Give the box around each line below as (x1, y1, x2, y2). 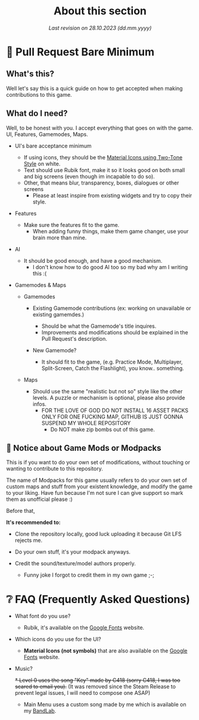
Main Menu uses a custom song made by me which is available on (23, 701, 186, 708)
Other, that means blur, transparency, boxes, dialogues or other (23, 179, 179, 186)
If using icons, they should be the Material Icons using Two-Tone (23, 153, 183, 161)
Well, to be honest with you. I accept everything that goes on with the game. (6, 124, 194, 131)
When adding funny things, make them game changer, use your (32, 227, 189, 235)
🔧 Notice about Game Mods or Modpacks (6, 443, 161, 453)
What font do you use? (14, 613, 71, 620)
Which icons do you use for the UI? (14, 636, 101, 643)
